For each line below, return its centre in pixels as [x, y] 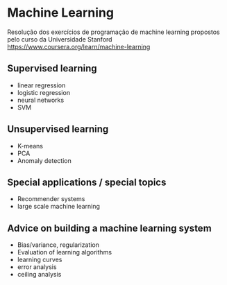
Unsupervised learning [58, 129]
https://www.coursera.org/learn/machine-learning [79, 46]
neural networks [41, 100]
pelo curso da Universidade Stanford [60, 39]
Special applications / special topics [87, 182]
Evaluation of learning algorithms [65, 252]
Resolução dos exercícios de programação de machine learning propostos [113, 32]
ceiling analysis [39, 275]
